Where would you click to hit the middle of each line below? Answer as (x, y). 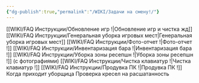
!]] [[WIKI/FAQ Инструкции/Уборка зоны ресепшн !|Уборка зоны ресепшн (100, 54)
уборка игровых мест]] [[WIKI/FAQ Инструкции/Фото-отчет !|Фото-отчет (99, 41)
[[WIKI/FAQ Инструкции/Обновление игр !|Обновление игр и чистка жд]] (99, 29)
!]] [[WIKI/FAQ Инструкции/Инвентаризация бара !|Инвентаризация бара (99, 48)
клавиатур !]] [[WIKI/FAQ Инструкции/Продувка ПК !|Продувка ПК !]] (94, 67)
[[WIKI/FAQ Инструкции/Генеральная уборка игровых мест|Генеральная (99, 35)
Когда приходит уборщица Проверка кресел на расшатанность (88, 73)
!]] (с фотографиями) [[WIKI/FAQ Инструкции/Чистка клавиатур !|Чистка (99, 61)
